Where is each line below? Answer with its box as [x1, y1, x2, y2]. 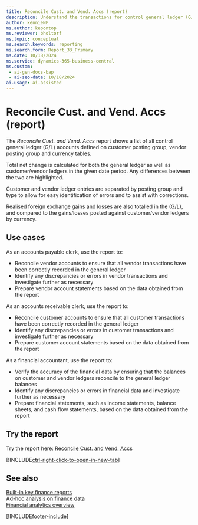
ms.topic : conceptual [6, 36, 60, 42]
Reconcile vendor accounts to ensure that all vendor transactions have [14, 260, 187, 267]
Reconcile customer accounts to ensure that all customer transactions [14, 314, 185, 321]
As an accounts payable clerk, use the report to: [6, 248, 123, 255]
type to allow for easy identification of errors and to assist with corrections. [6, 191, 189, 198]
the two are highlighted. [6, 173, 64, 181]
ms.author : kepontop [6, 25, 57, 31]
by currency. [6, 215, 37, 222]
